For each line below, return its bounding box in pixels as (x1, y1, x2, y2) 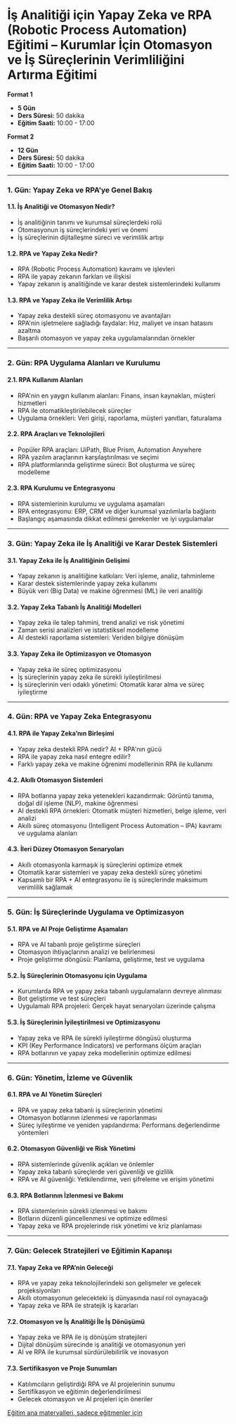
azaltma (17, 326, 41, 335)
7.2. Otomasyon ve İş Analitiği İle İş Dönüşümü (7, 1317, 145, 1326)
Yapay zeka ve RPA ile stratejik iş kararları (17, 1302, 138, 1310)
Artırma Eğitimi (7, 67, 98, 83)
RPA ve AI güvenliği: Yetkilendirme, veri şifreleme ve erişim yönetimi (17, 1175, 214, 1183)
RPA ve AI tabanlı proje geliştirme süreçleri (17, 940, 140, 949)
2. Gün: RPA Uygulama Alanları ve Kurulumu (7, 358, 160, 368)
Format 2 (7, 132, 34, 141)
